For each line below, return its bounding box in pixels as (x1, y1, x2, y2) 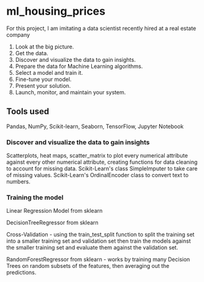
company (6, 31, 31, 38)
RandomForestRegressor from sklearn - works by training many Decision (6, 256, 191, 263)
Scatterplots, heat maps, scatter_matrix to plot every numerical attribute (6, 152, 188, 159)
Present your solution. (15, 82, 71, 90)
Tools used (6, 106, 50, 117)
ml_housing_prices (6, 4, 106, 18)
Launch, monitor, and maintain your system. (15, 88, 126, 96)
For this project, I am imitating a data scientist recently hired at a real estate (6, 25, 197, 32)
